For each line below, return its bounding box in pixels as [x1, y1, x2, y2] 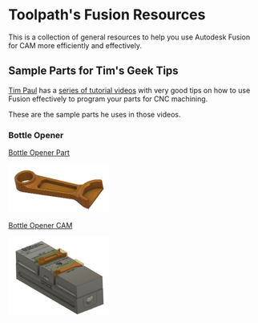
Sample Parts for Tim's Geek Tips [8, 64, 179, 78]
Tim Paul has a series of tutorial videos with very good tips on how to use [8, 85, 251, 95]
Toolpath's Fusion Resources [8, 6, 206, 24]
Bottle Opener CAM [8, 220, 73, 230]
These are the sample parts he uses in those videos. [8, 109, 182, 119]
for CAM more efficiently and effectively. [8, 40, 143, 50]
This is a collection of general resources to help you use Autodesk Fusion [8, 32, 251, 42]
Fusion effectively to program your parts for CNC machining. [8, 94, 208, 104]
